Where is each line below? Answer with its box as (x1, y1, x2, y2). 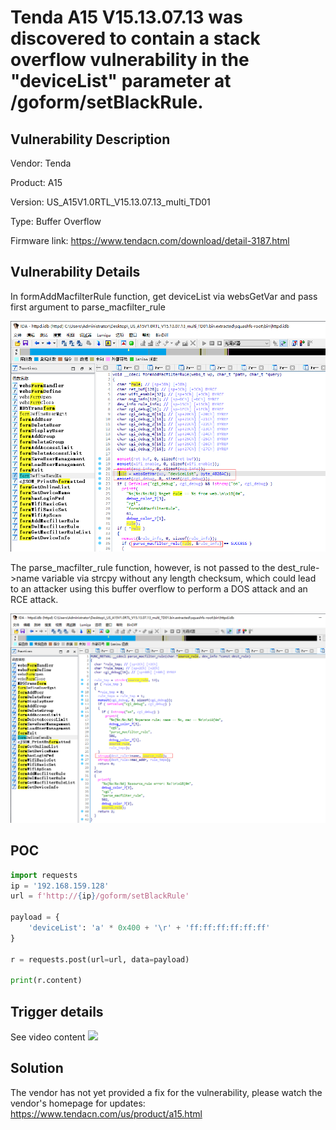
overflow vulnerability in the (10, 49, 250, 71)
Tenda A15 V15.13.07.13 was (10, 6, 243, 29)
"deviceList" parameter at (10, 70, 232, 93)
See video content (10, 1031, 86, 1043)
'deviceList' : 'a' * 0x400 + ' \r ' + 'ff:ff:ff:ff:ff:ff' (28, 923, 271, 933)
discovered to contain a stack (10, 27, 261, 50)
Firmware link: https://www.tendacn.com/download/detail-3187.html (10, 235, 290, 246)
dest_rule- (277, 561, 320, 573)
